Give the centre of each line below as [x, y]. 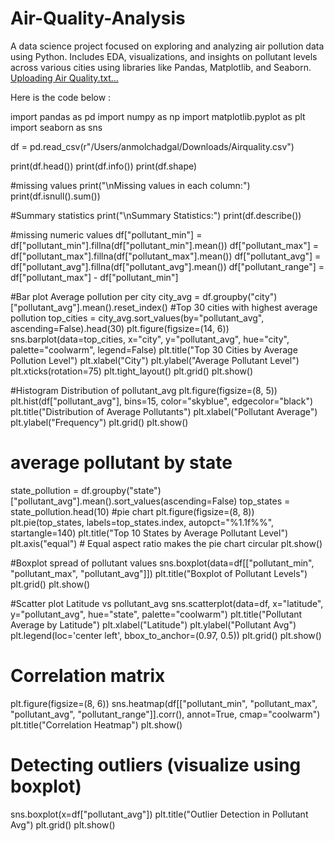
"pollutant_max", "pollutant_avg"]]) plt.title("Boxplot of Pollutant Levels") [159, 573]
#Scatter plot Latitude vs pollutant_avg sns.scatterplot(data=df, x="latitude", [167, 603]
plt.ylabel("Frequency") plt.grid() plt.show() [99, 422]
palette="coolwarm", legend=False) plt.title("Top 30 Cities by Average [154, 349]
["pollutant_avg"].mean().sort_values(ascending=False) [124, 501]
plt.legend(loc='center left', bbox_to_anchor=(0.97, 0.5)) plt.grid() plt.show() [166, 635]
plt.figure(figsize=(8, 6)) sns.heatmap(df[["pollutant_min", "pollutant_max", [164, 703]
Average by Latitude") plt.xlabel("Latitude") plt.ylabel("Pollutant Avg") [153, 624]
